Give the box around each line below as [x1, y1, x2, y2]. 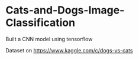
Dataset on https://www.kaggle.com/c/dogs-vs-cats [5, 46, 134, 54]
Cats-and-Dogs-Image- [5, 4, 125, 17]
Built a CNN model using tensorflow [5, 35, 93, 42]
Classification [5, 16, 75, 29]
